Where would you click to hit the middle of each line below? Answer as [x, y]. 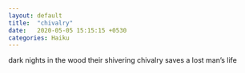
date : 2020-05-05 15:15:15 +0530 [68, 30]
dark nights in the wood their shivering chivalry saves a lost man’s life [123, 60]
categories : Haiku [39, 38]
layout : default [35, 15]
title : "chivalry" [41, 23]
